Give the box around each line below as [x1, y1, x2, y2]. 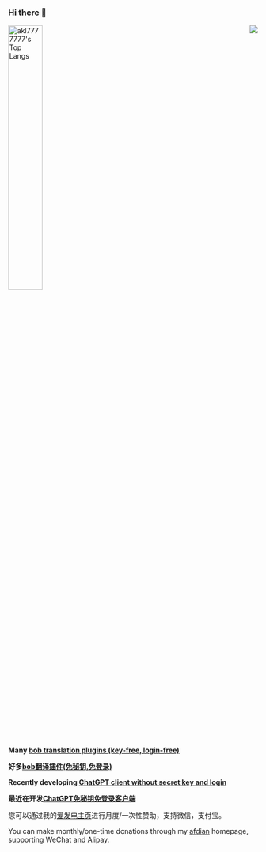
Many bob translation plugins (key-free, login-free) [8, 745, 180, 755]
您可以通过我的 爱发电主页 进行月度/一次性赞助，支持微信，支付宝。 [8, 811, 226, 820]
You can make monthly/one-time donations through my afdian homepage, [8, 827, 249, 836]
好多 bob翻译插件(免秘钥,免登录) [8, 762, 112, 771]
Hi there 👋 [8, 7, 47, 18]
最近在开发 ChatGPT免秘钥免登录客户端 [8, 794, 136, 804]
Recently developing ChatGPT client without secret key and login [8, 778, 227, 787]
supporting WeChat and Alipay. [8, 835, 110, 845]
